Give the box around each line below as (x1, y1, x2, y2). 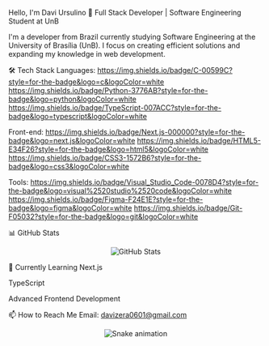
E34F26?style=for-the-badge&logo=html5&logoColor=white (8, 144, 208, 154)
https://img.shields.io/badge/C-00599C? (97, 66, 233, 75)
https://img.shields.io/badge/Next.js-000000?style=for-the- (45, 127, 246, 137)
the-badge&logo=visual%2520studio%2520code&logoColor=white (8, 186, 233, 195)
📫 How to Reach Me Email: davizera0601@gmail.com (8, 310, 187, 319)
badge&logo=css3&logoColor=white (8, 162, 129, 171)
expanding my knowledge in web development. (8, 49, 166, 58)
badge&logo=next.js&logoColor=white (8, 136, 136, 145)
